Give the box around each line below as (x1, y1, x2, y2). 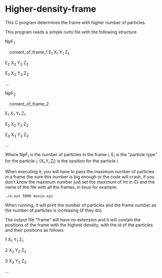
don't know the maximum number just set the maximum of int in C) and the (5, 179, 155, 185)
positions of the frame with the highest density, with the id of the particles (5, 222, 153, 228)
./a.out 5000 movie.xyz (5, 194, 54, 199)
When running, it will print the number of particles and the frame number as (5, 202, 157, 208)
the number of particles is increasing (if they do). (5, 207, 103, 213)
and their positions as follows (5, 227, 64, 233)
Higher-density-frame (5, 3, 96, 15)
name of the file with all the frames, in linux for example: (5, 184, 118, 190)
